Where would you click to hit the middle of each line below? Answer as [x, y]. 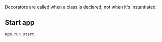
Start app [20, 23]
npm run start [20, 34]
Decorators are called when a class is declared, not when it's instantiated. [81, 7]
